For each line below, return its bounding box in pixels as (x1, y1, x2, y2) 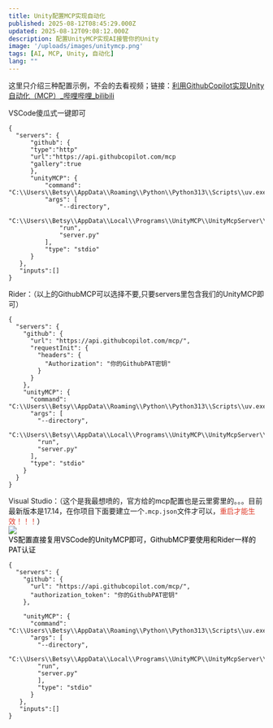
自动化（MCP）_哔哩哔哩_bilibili (8, 90, 115, 100)
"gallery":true (29, 159, 82, 168)
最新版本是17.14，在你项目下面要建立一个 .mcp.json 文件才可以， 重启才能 (8, 506, 249, 516)
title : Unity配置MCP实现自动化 (8, 11, 106, 20)
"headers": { (37, 351, 82, 359)
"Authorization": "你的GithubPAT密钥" (44, 360, 171, 368)
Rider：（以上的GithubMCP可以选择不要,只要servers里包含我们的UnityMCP (8, 289, 258, 299)
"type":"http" (29, 146, 79, 154)
